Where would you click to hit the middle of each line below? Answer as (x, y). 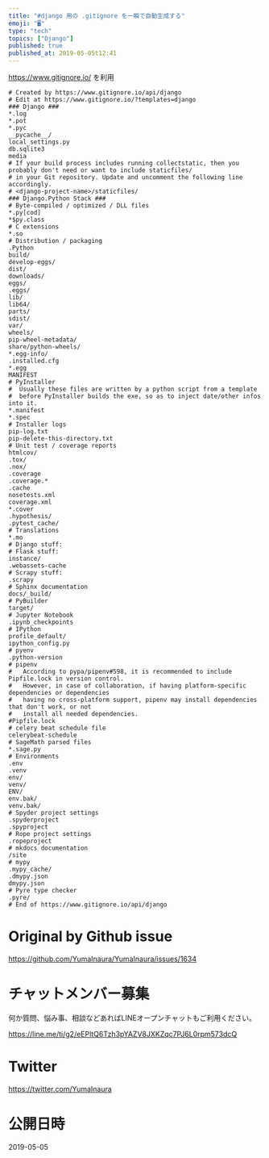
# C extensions (34, 227)
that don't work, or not (50, 707)
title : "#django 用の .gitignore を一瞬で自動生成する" (97, 16)
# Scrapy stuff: (35, 573)
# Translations (34, 530)
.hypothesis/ (30, 516)
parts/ (19, 311)
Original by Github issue (91, 936)
